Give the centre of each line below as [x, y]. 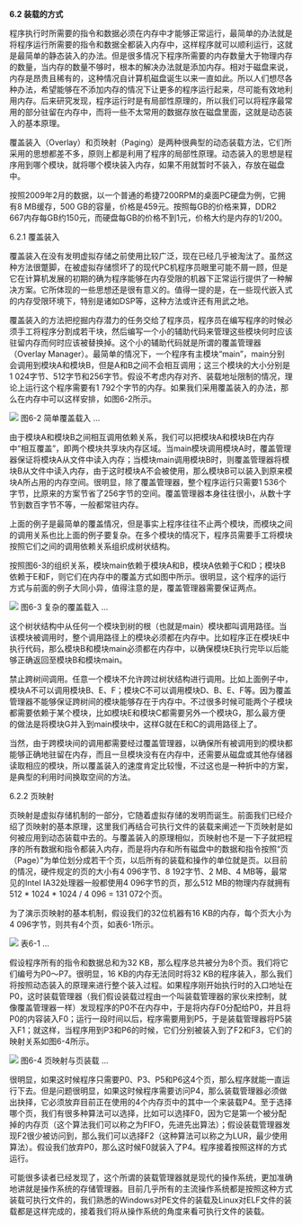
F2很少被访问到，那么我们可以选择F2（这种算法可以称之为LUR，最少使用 [152, 1136]
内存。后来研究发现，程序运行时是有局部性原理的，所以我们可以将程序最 [151, 101]
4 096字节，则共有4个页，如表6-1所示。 [84, 924]
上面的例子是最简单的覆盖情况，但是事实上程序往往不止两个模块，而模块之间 [151, 524]
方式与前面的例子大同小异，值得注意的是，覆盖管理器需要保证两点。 [135, 588]
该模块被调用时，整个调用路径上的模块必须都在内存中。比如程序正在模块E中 [150, 637]
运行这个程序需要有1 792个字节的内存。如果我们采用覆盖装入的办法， [153, 387]
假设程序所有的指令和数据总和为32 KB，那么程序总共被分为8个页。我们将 [145, 963]
